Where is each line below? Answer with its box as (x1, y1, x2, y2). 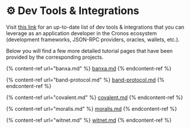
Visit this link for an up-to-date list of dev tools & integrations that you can (6, 23, 185, 30)
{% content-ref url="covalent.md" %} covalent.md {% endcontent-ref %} (6, 94, 184, 101)
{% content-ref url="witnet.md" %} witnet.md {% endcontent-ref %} (6, 116, 172, 124)
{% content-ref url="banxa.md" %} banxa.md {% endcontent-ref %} (6, 64, 172, 72)
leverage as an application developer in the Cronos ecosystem (6, 29, 157, 36)
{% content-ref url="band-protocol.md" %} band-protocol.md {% (6, 76, 165, 83)
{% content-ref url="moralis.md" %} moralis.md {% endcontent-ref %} (6, 105, 177, 112)
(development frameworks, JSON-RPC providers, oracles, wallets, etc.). (6, 36, 180, 43)
